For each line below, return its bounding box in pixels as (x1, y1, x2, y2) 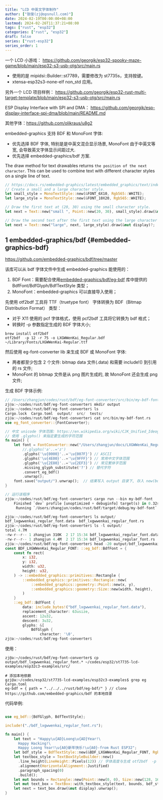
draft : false (5, 35, 32, 39)
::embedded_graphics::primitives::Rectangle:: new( (22, 577, 127, 582)
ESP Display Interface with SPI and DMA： (5, 104, 90, 110)
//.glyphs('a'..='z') (22, 447, 66, 452)
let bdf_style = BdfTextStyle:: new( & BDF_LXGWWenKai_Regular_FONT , (14, 750, 151, 755)
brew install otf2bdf (5, 331, 49, 336)
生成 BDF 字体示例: (5, 388, 43, 394)
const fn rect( (14, 550, 45, 556)
